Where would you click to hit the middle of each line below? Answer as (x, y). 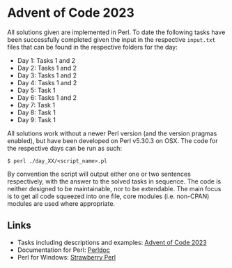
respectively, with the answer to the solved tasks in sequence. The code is (114, 181)
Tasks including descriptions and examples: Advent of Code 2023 (112, 242)
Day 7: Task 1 (36, 105)
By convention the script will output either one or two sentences (99, 174)
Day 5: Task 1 (36, 90)
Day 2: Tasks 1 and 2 (47, 68)
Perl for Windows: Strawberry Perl (67, 257)
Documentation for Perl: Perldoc (63, 250)
